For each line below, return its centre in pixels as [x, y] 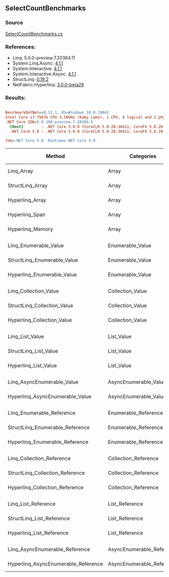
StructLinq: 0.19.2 [30, 79]
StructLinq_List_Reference [39, 518]
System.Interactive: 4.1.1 [37, 68]
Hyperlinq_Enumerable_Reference [48, 442]
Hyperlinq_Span [27, 214]
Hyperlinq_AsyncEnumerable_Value [50, 396]
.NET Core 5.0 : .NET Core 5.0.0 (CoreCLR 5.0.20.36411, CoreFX [78, 131]
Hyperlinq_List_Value [32, 365]
